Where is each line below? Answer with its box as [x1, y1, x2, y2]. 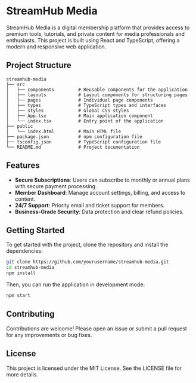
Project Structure [6, 60, 71, 71]
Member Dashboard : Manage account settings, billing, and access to [14, 189, 186, 196]
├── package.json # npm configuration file [6, 133, 143, 140]
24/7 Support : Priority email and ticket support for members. [14, 201, 165, 209]
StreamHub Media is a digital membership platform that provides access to [6, 24, 190, 31]
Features [6, 160, 40, 171]
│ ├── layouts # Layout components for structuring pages [6, 91, 188, 98]
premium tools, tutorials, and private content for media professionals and [6, 30, 185, 37]
